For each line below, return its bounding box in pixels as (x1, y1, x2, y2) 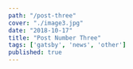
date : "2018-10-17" (8, 26, 73, 34)
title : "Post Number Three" (8, 33, 102, 42)
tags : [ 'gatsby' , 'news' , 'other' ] (8, 41, 127, 49)
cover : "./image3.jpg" (8, 19, 84, 27)
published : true (8, 48, 62, 56)
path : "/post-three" (8, 11, 77, 20)
